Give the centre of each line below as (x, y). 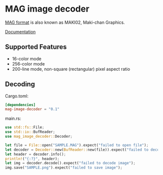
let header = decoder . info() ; (36, 154)
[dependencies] (20, 105)
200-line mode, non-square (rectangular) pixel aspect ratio (71, 69)
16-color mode (27, 59)
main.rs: (13, 119)
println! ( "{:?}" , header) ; (32, 159)
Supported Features (36, 47)
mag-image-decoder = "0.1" (32, 109)
